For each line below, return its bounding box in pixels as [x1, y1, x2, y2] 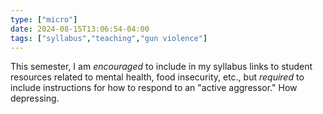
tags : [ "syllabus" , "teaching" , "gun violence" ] [10, 33, 208, 43]
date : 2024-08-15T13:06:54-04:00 [10, 24, 150, 34]
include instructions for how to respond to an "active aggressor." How [10, 82, 298, 94]
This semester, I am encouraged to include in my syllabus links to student [10, 61, 313, 73]
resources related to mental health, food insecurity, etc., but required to [10, 71, 305, 83]
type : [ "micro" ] [10, 14, 78, 25]
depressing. [10, 92, 60, 105]
